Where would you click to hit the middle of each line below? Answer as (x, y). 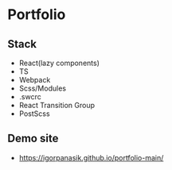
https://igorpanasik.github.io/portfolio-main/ (91, 157)
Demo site (33, 139)
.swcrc (30, 97)
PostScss (34, 114)
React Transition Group (57, 105)
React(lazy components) (59, 63)
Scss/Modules (43, 88)
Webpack (35, 80)
